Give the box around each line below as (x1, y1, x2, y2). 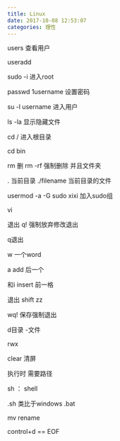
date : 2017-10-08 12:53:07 (7, 17, 87, 24)
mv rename (7, 413, 40, 422)
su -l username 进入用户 (7, 103, 78, 111)
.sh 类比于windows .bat (7, 399, 76, 408)
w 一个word (7, 251, 42, 259)
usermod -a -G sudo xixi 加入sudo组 (7, 192, 113, 200)
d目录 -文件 (7, 326, 41, 334)
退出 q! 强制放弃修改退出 (7, 220, 79, 229)
